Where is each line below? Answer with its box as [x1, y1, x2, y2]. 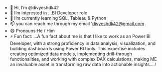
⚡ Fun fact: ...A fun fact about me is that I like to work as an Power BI [9, 34, 151, 39]
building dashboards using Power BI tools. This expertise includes [9, 46, 146, 51]
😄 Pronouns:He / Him [9, 28, 55, 34]
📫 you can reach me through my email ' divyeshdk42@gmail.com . [9, 21, 147, 27]
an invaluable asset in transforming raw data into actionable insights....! [9, 62, 156, 67]
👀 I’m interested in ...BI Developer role [9, 10, 88, 16]
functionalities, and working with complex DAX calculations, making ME [9, 56, 157, 62]
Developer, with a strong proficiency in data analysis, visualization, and [9, 40, 156, 46]
